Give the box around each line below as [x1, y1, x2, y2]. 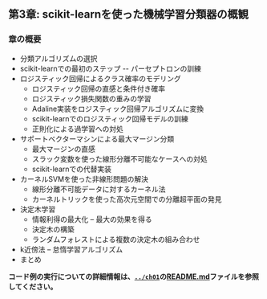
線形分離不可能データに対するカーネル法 [31, 184, 166, 194]
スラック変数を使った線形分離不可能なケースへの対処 [31, 154, 208, 163]
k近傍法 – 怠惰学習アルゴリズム [19, 244, 123, 254]
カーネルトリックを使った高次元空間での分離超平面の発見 [31, 194, 222, 203]
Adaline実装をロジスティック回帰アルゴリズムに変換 [31, 104, 204, 113]
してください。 [8, 281, 58, 291]
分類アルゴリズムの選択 [19, 53, 98, 63]
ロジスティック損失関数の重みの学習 [31, 93, 152, 103]
